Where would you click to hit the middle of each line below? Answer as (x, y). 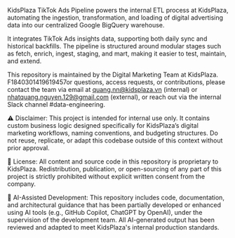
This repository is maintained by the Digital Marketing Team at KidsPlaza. (113, 74)
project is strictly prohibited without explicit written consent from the (106, 176)
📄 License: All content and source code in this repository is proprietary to (113, 161)
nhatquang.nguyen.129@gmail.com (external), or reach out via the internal (114, 97)
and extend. (25, 61)
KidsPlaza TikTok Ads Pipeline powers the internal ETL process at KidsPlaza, (118, 10)
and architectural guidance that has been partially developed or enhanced (114, 205)
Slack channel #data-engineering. (56, 104)
